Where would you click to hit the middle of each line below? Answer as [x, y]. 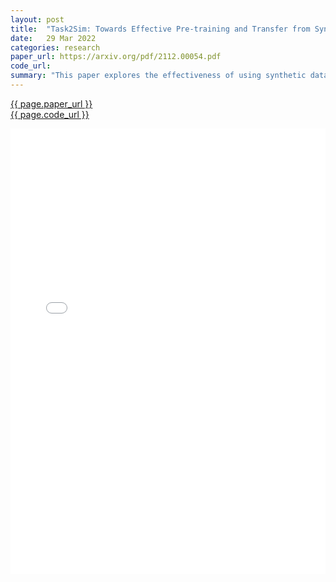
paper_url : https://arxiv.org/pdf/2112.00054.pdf [116, 57]
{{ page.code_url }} [50, 114]
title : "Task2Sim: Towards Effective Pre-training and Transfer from [160, 29]
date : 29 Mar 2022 [53, 38]
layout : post [37, 19]
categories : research [55, 47]
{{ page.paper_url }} [51, 103]
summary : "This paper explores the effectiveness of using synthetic [158, 76]
